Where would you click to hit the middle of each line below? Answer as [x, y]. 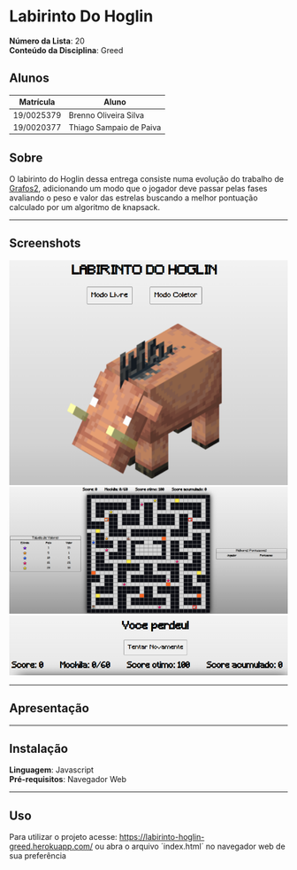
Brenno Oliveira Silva [106, 115]
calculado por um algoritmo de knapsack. [85, 208]
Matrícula [37, 102]
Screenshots [45, 243]
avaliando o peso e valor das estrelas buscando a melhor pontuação [133, 198]
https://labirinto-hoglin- [162, 837]
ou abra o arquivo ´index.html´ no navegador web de [190, 846]
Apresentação [49, 708]
